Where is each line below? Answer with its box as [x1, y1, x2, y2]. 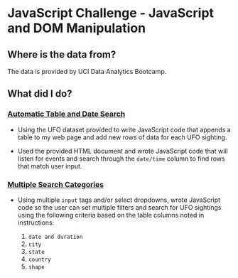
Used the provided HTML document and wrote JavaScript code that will [17, 146, 229, 155]
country [28, 256, 51, 263]
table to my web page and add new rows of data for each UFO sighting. [17, 133, 227, 141]
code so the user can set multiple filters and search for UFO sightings [17, 203, 222, 211]
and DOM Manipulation [7, 20, 146, 36]
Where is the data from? [7, 48, 117, 60]
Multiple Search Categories [7, 179, 104, 189]
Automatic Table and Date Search [7, 109, 126, 119]
